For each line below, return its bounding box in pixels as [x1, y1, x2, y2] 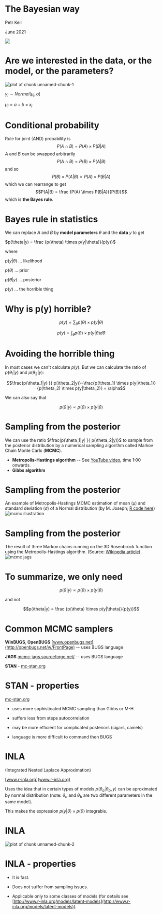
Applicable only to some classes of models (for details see [12, 893, 129, 899]
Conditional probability [5, 120, 100, 131]
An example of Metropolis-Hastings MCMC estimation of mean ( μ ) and [5, 500, 146, 506]
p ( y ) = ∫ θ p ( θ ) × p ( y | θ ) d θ [57, 330, 105, 337]
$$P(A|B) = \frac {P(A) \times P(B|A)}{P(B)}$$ [35, 189, 127, 195]
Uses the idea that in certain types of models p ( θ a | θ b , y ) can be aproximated [5, 786, 158, 793]
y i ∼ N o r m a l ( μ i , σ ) [5, 91, 41, 98]
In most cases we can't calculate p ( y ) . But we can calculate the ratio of [5, 364, 147, 370]
